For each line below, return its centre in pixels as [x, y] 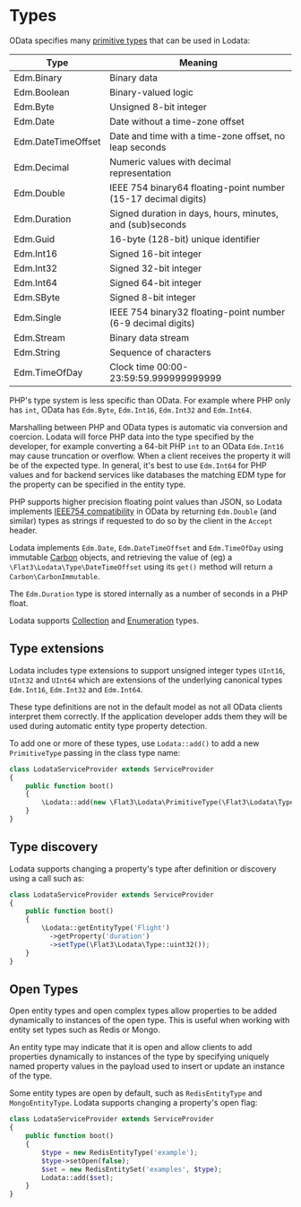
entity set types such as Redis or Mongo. [85, 1030]
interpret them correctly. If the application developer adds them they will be [149, 716]
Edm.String [37, 352]
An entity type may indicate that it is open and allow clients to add [131, 1047]
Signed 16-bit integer [156, 254]
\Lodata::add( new [73, 803]
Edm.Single [38, 317]
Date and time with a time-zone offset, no [198, 135]
